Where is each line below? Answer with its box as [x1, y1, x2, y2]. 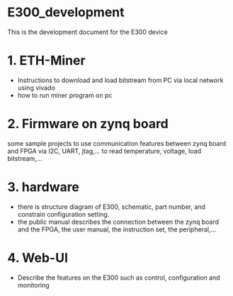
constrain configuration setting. [17, 210, 110, 218]
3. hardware [7, 179, 80, 195]
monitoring [17, 280, 50, 289]
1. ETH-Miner [7, 52, 86, 69]
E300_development [7, 4, 125, 21]
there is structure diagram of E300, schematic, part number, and [17, 203, 205, 211]
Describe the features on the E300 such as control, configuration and [17, 273, 221, 282]
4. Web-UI [7, 249, 69, 266]
